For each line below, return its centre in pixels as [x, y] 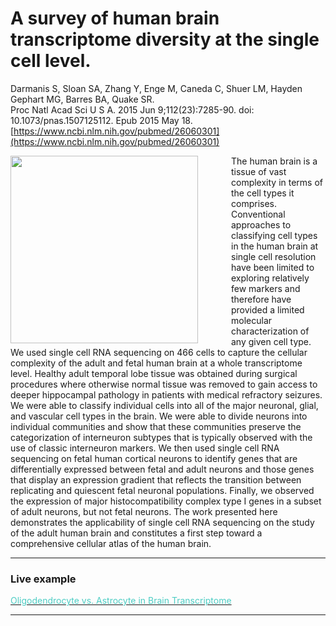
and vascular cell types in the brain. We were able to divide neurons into [159, 416]
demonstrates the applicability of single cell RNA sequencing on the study [162, 522]
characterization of [270, 331]
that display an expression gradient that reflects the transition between [156, 479]
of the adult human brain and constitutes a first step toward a [136, 533]
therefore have [261, 299]
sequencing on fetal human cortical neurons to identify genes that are [154, 458]
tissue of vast [259, 171]
